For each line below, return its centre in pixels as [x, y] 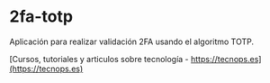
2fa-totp [41, 17]
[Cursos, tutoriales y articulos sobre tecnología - [99, 59]
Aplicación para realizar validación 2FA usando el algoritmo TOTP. [132, 41]
